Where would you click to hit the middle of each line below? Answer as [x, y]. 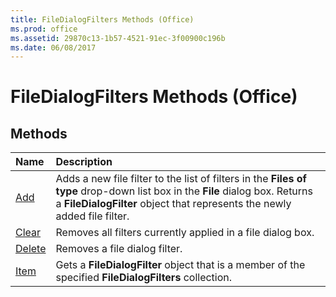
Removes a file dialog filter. [119, 249]
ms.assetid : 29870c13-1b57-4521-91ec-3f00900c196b [118, 38]
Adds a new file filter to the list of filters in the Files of [181, 179]
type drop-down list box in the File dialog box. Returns [184, 191]
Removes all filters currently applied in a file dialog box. [185, 233]
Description [84, 162]
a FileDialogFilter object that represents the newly [173, 204]
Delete [31, 249]
